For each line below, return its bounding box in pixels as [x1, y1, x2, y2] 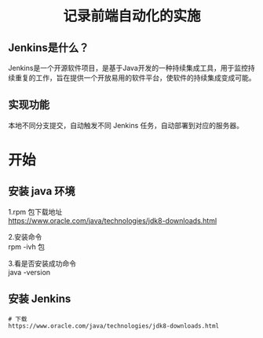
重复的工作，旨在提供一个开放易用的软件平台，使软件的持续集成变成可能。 [14, 73, 256, 83]
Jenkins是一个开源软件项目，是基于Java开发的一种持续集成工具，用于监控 [8, 64, 249, 72]
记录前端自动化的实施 [62, 7, 201, 25]
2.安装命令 [8, 232, 42, 241]
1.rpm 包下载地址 [8, 207, 63, 216]
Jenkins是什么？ [8, 41, 89, 54]
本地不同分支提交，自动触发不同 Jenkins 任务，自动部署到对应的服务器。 [8, 120, 244, 130]
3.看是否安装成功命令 [8, 259, 77, 268]
